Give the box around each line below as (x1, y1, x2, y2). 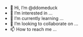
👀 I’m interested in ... (10, 10, 53, 16)
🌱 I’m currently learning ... (10, 15, 64, 21)
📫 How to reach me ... (10, 26, 57, 32)
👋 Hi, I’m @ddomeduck (10, 5, 58, 10)
